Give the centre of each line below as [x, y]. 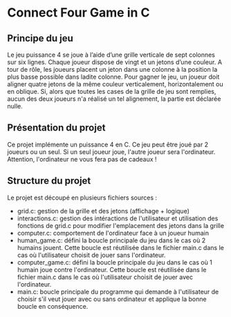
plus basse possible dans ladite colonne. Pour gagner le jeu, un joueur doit [113, 77]
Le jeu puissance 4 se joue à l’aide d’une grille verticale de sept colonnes [111, 55]
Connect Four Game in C [78, 13]
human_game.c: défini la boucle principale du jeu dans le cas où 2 [111, 240]
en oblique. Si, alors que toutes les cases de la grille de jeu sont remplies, [112, 92]
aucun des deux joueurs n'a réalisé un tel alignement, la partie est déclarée [114, 99]
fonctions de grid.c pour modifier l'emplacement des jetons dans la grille [121, 225]
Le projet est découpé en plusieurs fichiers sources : [82, 198]
